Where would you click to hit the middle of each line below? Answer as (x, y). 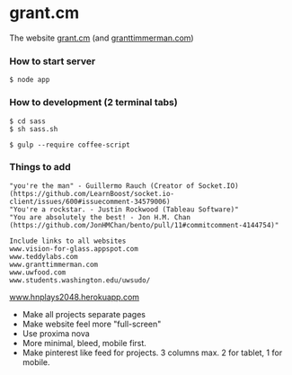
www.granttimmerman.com (54, 264)
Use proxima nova (56, 333)
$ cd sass (28, 121)
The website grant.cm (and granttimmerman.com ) (102, 38)
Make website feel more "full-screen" (92, 324)
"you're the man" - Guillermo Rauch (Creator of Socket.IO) (124, 186)
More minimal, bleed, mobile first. (84, 343)
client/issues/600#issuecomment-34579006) (90, 201)
